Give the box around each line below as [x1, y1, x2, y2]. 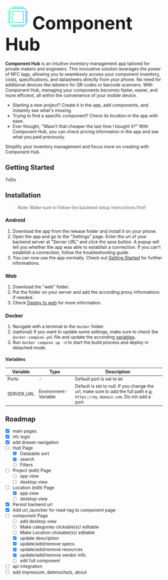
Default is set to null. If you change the [74, 383, 154, 389]
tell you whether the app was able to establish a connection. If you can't [12, 244, 161, 250]
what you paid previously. [12, 134, 66, 140]
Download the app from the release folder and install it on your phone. [12, 228, 157, 234]
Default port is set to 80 [74, 376, 122, 382]
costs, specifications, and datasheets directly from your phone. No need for [5, 76, 161, 82]
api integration [12, 564, 42, 570]
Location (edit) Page [12, 484, 54, 491]
